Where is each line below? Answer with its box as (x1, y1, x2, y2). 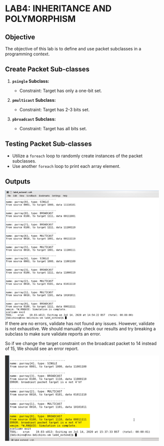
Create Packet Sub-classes (5, 65, 90, 73)
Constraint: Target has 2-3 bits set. (19, 106, 90, 113)
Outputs (5, 177, 31, 186)
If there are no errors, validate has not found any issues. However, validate (5, 320, 155, 326)
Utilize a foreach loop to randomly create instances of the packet (12, 153, 143, 159)
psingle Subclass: (12, 78, 50, 84)
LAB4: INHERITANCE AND (5, 3, 112, 14)
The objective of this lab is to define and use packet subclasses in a (5, 46, 142, 51)
